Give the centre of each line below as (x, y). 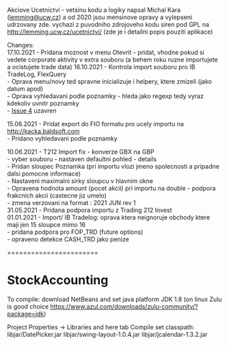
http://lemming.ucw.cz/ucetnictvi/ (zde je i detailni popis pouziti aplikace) (110, 32)
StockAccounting (58, 280)
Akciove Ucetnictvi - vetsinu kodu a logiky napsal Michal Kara (94, 10)
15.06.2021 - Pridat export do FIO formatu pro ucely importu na (96, 124)
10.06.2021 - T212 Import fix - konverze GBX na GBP (81, 152)
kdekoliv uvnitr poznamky (43, 103)
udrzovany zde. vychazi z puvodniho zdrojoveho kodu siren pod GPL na (108, 24)
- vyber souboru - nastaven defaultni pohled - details (82, 159)
